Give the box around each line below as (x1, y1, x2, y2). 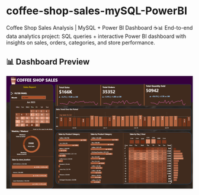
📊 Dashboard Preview (6, 57, 90, 67)
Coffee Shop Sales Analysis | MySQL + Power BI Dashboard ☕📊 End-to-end (6, 24, 193, 31)
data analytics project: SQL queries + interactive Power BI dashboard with (6, 33, 187, 40)
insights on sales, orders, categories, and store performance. (6, 39, 156, 46)
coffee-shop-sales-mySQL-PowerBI (6, 4, 188, 18)
